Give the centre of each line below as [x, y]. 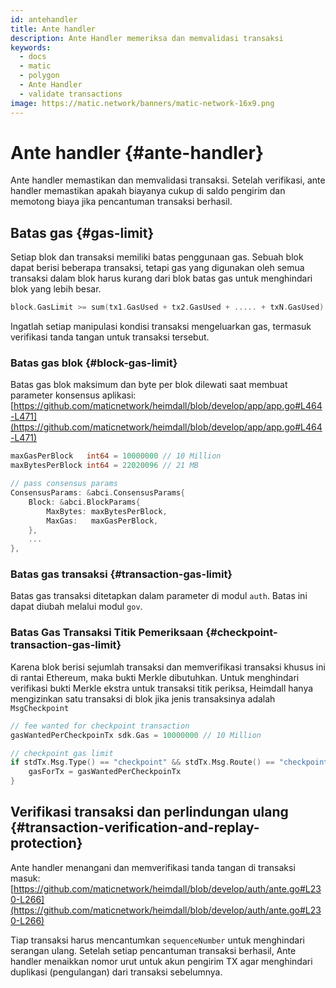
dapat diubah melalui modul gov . [76, 607]
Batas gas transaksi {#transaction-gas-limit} [121, 574]
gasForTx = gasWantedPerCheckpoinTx [105, 772]
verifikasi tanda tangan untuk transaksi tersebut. [110, 337]
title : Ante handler [53, 29]
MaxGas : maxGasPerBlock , [102, 521]
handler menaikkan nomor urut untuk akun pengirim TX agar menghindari [161, 961]
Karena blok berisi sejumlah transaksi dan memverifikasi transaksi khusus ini [168, 667]
